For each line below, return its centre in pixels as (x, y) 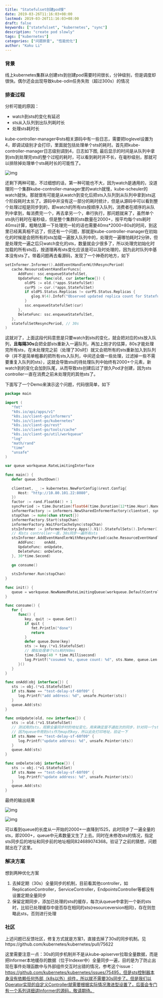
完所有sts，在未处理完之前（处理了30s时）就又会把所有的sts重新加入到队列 (81, 350)
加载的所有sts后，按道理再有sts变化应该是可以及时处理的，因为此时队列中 (79, 250)
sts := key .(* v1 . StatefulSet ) (55, 646)
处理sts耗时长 (26, 129)
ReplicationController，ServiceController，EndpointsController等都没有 (83, 889)
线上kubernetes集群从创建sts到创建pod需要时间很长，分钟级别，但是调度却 (81, 75)
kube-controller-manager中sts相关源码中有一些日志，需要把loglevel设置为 (79, 139)
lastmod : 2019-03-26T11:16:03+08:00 (42, 18)
